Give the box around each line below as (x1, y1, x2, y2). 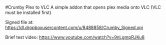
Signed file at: (5, 19, 34, 25)
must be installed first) (5, 9, 51, 15)
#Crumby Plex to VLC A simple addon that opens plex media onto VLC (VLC (5, 4, 161, 10)
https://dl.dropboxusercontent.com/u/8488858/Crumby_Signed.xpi (5, 24, 143, 30)
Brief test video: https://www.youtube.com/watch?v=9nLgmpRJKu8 (5, 34, 145, 40)
